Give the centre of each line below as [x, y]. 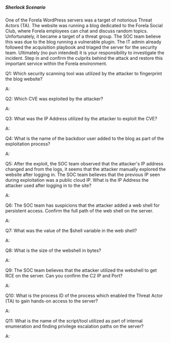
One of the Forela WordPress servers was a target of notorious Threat [79, 20]
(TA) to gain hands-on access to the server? [52, 301]
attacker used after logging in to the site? [48, 185]
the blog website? [24, 79]
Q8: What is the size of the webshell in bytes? [53, 250]
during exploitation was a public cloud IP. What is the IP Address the [77, 180]
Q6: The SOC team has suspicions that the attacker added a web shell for [82, 205]
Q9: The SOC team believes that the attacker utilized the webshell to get [81, 270]
